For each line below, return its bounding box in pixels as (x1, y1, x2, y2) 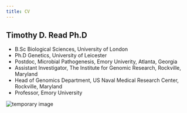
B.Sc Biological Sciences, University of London (14, 46, 128, 53)
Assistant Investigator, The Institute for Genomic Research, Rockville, (14, 64, 182, 71)
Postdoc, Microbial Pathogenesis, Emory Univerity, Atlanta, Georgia (14, 58, 178, 65)
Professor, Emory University (14, 89, 83, 97)
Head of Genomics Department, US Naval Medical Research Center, (14, 77, 179, 84)
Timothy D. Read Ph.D (6, 30, 87, 40)
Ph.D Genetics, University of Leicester (14, 52, 107, 59)
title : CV (6, 8, 30, 15)
